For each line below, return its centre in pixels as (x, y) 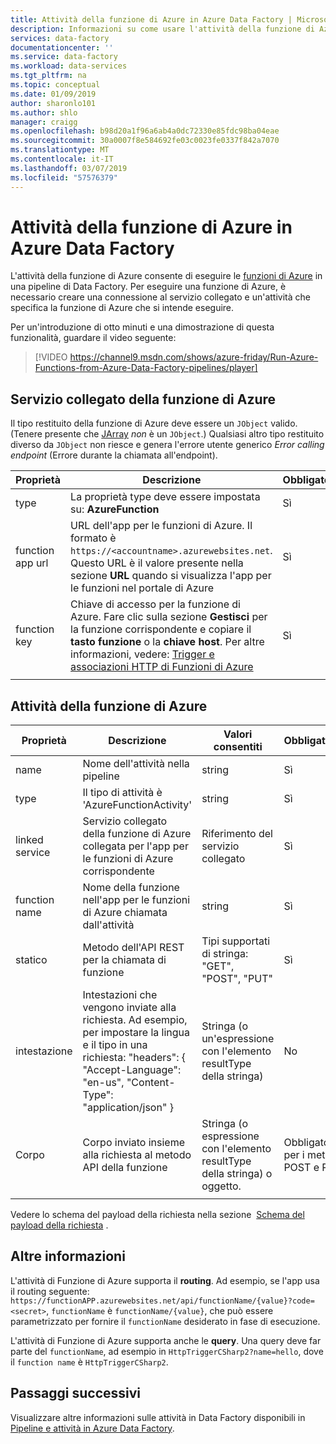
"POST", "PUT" (237, 979)
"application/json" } (128, 1108)
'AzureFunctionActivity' (137, 805)
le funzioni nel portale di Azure (142, 588)
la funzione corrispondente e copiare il (161, 629)
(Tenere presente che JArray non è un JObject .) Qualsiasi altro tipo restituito (167, 434)
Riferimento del (237, 834)
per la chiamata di (124, 960)
